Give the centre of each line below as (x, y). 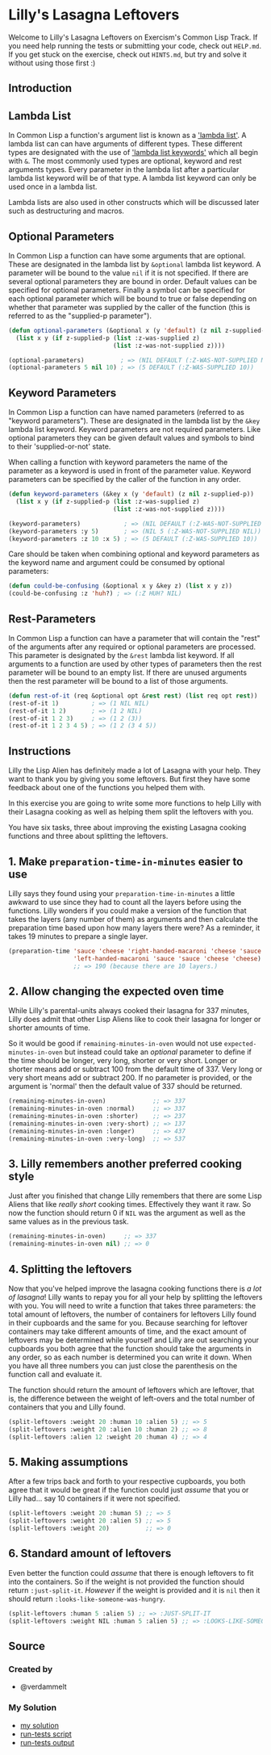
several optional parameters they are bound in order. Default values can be (133, 281)
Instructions (40, 751)
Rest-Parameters (52, 619)
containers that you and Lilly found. (67, 1407)
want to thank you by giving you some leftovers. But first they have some (129, 779)
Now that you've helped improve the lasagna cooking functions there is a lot (135, 1288)
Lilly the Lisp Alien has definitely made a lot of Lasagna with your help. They (134, 771)
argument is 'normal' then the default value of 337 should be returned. (125, 1087)
